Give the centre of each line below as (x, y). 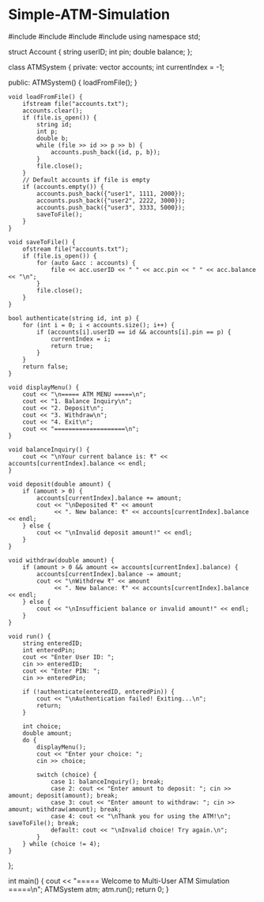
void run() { (30, 636)
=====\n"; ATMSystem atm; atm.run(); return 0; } (89, 889)
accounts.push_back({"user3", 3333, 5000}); (111, 207)
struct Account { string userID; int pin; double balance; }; (100, 51)
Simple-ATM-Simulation (89, 15)
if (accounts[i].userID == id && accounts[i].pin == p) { (134, 332)
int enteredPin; (49, 650)
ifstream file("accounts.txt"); (75, 104)
